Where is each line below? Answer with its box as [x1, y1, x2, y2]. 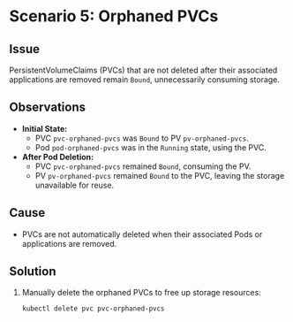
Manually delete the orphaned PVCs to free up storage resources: [21, 287, 262, 298]
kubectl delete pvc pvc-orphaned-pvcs [21, 304, 165, 313]
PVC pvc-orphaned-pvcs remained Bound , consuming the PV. [34, 161, 252, 172]
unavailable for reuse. [34, 180, 115, 190]
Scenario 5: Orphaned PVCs [9, 6, 219, 27]
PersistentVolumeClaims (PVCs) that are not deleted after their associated [9, 65, 278, 75]
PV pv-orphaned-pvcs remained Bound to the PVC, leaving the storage [34, 170, 285, 180]
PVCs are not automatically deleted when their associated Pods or [21, 228, 263, 240]
